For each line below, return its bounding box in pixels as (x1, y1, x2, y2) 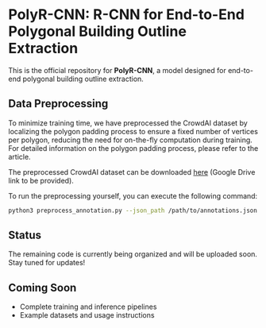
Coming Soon (8, 280, 77, 295)
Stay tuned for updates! (8, 258, 86, 268)
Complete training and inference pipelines (19, 302, 157, 311)
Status (8, 229, 42, 242)
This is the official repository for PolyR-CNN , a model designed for (8, 65, 226, 75)
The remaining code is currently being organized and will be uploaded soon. (8, 249, 258, 259)
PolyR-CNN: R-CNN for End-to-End (8, 6, 245, 24)
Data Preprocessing (8, 97, 109, 110)
